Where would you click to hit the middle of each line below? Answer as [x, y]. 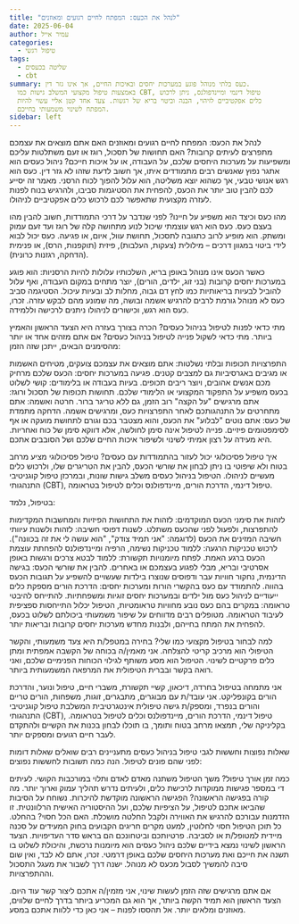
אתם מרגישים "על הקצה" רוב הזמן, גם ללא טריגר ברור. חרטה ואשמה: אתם [134, 402]
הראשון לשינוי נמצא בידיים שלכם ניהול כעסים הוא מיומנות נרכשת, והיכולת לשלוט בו [147, 845]
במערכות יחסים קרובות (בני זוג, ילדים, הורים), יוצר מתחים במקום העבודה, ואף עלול [148, 281]
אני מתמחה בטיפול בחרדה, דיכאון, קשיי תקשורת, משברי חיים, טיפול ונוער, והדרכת [146, 687]
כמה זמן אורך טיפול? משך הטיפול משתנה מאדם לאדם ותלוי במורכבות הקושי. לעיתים [149, 778]
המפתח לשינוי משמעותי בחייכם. [63, 109]
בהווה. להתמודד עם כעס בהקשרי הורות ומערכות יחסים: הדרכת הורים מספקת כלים [146, 587]
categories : [31, 42]
